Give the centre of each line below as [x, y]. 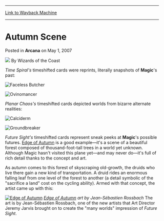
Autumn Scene [36, 37]
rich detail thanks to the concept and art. [46, 158]
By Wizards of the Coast [35, 60]
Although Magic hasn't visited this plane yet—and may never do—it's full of [81, 153]
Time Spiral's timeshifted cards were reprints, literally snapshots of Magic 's [81, 70]
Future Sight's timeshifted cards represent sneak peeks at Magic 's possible [81, 137]
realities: [14, 109]
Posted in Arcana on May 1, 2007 [39, 50]
